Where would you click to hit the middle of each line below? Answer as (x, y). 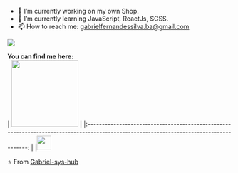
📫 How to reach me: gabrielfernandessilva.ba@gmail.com (103, 26)
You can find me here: (41, 56)
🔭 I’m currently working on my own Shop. (78, 11)
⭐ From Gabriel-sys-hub (43, 162)
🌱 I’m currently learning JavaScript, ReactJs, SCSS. (93, 19)
